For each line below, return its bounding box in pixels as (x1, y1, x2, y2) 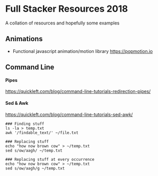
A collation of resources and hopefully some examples (5, 20, 120, 26)
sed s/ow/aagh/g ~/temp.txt (5, 166, 65, 171)
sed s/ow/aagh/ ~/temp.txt (5, 148, 63, 153)
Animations (5, 35, 43, 43)
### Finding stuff (5, 121, 44, 126)
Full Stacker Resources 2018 (5, 3, 128, 15)
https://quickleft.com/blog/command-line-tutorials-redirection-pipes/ (5, 89, 151, 95)
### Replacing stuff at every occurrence (5, 157, 95, 162)
